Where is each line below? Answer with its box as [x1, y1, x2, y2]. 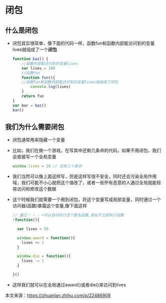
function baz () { [12, 56, 49, 61]
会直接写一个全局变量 [12, 153, 56, 160]
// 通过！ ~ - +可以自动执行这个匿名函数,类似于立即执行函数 [12, 213, 124, 218]
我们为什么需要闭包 [5, 122, 64, 131]
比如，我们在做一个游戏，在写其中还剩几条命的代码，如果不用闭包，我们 [12, 147, 161, 153]
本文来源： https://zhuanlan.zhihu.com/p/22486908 [5, 292, 111, 298]
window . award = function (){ [17, 235, 76, 240]
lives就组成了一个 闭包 [12, 46, 57, 52]
